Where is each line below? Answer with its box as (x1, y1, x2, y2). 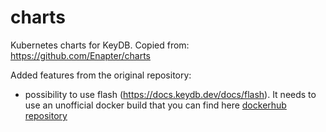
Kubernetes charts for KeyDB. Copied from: (10, 39, 190, 51)
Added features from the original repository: (10, 69, 192, 81)
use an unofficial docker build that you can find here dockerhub (24, 99, 287, 111)
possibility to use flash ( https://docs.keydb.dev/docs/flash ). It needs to (24, 88, 317, 100)
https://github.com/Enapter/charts (10, 49, 151, 61)
